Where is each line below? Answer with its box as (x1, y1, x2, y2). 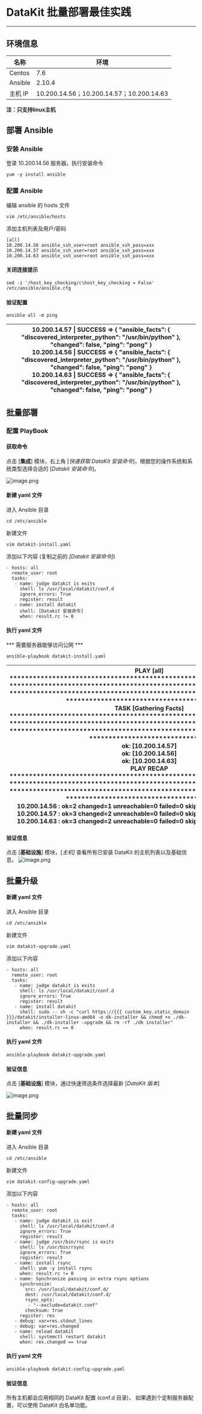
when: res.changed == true (19, 1339, 87, 1345)
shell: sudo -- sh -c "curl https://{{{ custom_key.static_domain (19, 1009, 189, 1015)
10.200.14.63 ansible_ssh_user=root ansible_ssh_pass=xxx (6, 252, 155, 259)
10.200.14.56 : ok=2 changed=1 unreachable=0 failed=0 (17, 802, 184, 811)
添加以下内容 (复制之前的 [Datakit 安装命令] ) (6, 552, 115, 560)
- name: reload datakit (14, 1328, 74, 1335)
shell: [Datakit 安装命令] (19, 608, 84, 614)
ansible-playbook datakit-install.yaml (6, 653, 106, 659)
